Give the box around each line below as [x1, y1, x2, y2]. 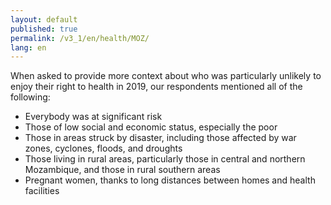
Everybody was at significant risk [24, 111, 163, 123]
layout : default [10, 14, 78, 25]
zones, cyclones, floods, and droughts [24, 142, 183, 155]
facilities [24, 185, 60, 197]
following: [10, 91, 51, 103]
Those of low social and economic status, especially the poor [24, 121, 278, 133]
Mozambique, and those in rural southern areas [24, 164, 221, 176]
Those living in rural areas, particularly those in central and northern [24, 153, 306, 165]
